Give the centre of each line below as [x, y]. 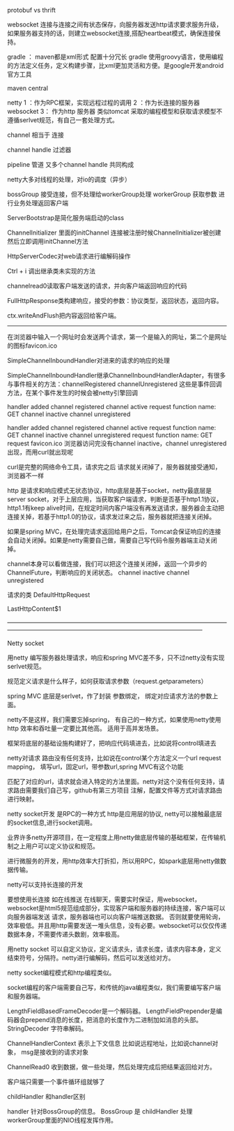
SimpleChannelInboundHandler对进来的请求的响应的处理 [89, 360]
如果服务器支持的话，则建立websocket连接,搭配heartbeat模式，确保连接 [111, 33]
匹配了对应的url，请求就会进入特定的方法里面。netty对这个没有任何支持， [113, 782]
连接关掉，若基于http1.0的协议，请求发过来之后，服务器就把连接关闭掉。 [111, 517]
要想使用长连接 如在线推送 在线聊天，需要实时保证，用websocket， [104, 899]
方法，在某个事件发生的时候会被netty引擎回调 [72, 393]
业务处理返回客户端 [40, 203]
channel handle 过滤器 [39, 150]
